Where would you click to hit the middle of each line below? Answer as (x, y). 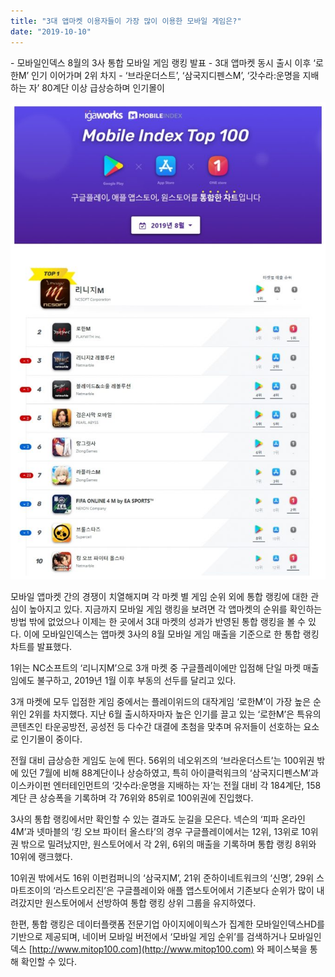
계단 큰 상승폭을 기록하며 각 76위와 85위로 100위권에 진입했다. (132, 797)
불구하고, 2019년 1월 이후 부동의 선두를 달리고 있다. (136, 680)
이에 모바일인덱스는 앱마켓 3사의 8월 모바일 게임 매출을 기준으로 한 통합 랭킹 (171, 634)
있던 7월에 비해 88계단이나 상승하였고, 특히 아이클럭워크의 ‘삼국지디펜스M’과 (169, 772)
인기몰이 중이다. (51, 739)
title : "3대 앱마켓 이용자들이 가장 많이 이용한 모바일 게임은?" (126, 21)
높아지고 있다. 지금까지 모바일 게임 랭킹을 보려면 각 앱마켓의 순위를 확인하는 (175, 609)
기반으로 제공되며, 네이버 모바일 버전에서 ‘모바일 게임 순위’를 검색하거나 (149, 936)
